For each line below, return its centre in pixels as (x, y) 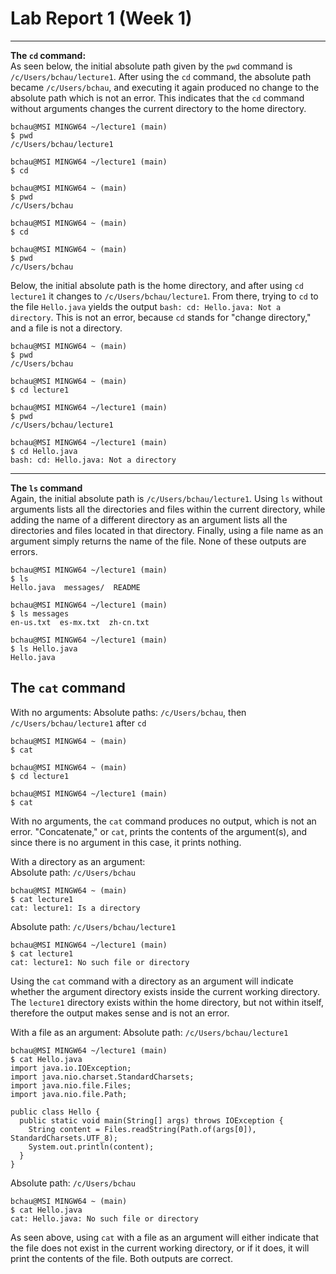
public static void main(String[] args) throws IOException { (151, 1120)
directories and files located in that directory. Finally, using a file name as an (167, 530)
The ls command (46, 488)
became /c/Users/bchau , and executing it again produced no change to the (165, 87)
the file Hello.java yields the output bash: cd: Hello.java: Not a (146, 306)
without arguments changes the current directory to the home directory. (158, 108)
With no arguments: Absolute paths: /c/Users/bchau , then (128, 712)
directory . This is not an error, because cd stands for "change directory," (161, 317)
